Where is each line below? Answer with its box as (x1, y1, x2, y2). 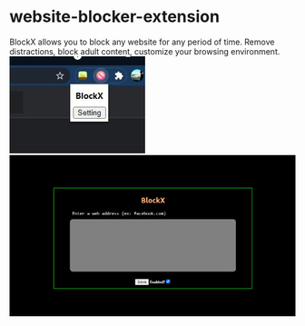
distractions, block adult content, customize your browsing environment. (9, 45, 280, 56)
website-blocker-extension (9, 6, 221, 27)
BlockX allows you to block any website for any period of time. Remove (9, 36, 275, 47)
